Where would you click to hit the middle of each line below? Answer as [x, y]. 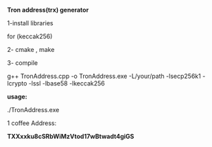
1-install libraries [30, 23]
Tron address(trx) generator [48, 10]
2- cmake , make [31, 50]
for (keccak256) [30, 36]
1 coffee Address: [32, 123]
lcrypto [17, 83]
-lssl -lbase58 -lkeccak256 [67, 83]
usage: [17, 96]
